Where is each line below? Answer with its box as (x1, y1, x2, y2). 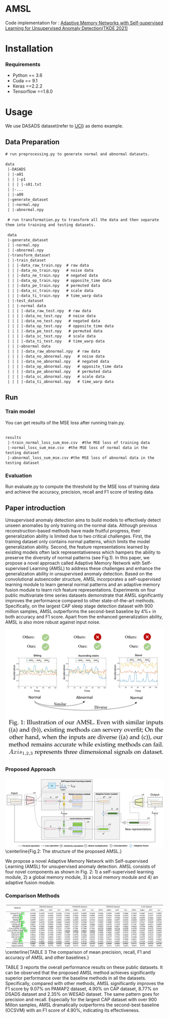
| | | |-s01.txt (7, 182, 42, 187)
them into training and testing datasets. (5, 223, 96, 228)
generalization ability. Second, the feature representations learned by (5, 544, 149, 550)
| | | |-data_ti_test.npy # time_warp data (7, 339, 105, 344)
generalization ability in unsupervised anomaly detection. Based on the (5, 570, 153, 577)
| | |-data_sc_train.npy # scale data (7, 288, 94, 293)
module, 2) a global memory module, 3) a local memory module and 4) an (5, 874, 158, 880)
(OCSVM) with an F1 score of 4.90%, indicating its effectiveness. (5, 1007, 140, 1013)
